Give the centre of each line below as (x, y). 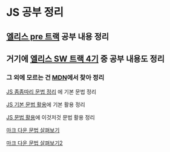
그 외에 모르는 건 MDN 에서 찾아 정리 (55, 77)
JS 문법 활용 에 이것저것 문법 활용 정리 (51, 118)
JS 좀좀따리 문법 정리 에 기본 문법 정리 (51, 92)
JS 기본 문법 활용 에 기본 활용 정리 (46, 105)
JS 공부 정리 (35, 12)
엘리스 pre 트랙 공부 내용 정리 (58, 36)
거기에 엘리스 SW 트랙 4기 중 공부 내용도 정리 (85, 59)
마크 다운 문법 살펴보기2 (35, 143)
